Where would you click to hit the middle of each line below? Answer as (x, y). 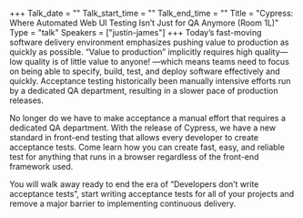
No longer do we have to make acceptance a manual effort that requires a (148, 118)
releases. (26, 100)
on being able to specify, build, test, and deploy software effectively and (145, 71)
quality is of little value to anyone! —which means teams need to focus (157, 62)
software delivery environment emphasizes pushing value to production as (149, 42)
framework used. (41, 166)
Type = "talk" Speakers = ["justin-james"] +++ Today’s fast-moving (136, 32)
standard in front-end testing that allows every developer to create (134, 137)
